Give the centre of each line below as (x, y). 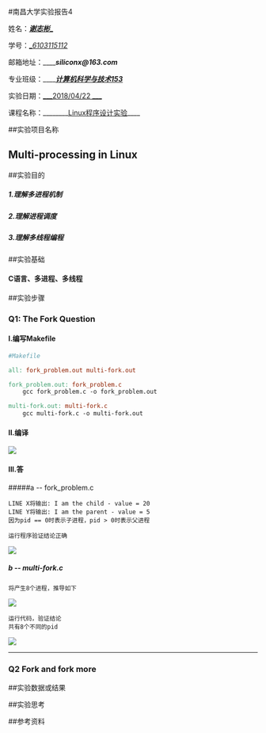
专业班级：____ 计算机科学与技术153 (66, 79)
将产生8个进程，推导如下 (42, 589)
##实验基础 (27, 259)
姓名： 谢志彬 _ (31, 29)
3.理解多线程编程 (36, 238)
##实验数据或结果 (37, 687)
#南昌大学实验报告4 (40, 11)
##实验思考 (27, 704)
